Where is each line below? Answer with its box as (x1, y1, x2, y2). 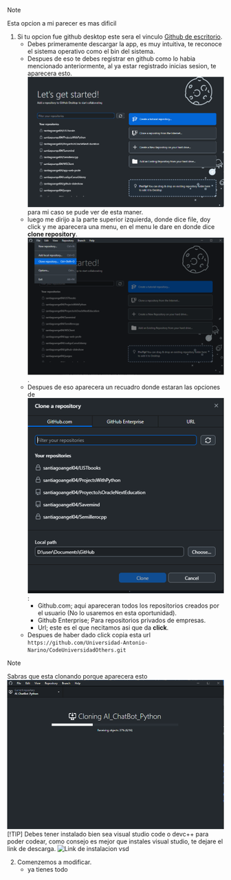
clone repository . (27, 230, 78, 239)
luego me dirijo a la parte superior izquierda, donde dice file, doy (27, 215, 211, 223)
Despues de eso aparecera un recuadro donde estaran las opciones (27, 383, 221, 391)
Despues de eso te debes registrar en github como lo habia (27, 54, 196, 63)
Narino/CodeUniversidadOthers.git (27, 647, 126, 654)
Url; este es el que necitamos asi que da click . (37, 623, 169, 632)
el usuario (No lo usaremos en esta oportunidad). (37, 609, 177, 617)
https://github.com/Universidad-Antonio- (27, 639, 148, 647)
